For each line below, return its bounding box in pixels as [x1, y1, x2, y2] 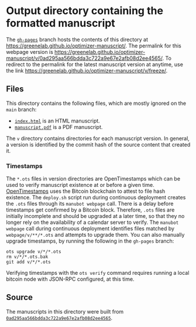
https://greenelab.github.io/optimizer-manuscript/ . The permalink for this [6, 42, 181, 49]
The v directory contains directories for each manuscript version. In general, [6, 135, 190, 142]
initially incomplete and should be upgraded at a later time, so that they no [6, 213, 185, 220]
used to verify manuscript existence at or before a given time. [6, 182, 155, 189]
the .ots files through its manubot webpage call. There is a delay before [6, 200, 174, 207]
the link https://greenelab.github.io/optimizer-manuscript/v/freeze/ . [6, 67, 168, 74]
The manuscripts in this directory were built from [6, 308, 124, 315]
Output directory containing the [6, 4, 164, 18]
